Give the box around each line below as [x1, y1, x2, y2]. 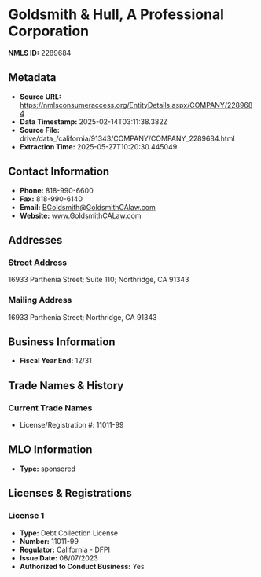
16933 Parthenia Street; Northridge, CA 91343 [8, 312, 157, 322]
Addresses [8, 233, 63, 247]
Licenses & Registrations [8, 487, 132, 500]
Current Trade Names [8, 402, 93, 413]
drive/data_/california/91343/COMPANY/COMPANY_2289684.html [19, 134, 235, 143]
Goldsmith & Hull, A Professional [8, 6, 224, 24]
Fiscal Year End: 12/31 [19, 356, 92, 366]
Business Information [8, 335, 116, 348]
